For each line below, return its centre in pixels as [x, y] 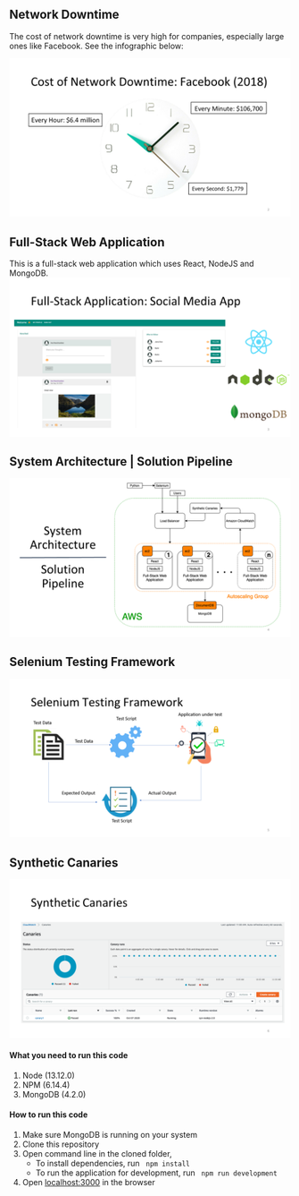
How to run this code [49, 1115]
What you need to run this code [69, 1055]
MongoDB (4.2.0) [54, 1094]
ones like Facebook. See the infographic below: [97, 46]
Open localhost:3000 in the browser [88, 1182]
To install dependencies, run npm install [112, 1163]
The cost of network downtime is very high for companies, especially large [147, 36]
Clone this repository [61, 1144]
